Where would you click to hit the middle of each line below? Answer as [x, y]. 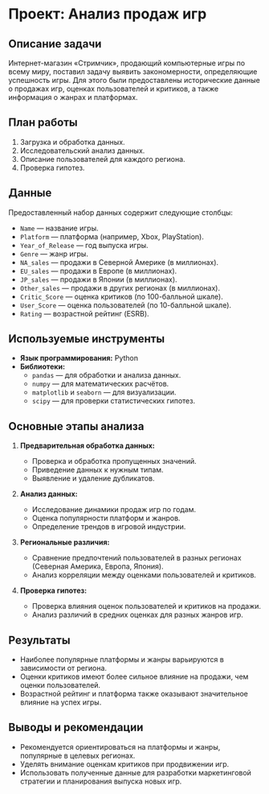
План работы [43, 123]
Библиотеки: [43, 366]
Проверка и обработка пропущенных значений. [114, 461]
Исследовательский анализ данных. [82, 151]
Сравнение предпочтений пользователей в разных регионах [137, 558]
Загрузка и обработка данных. [73, 142]
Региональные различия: [65, 542]
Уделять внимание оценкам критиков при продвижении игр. [124, 764]
